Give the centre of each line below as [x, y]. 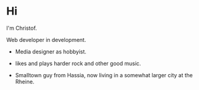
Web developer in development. [46, 40]
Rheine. [25, 81]
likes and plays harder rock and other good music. [78, 63]
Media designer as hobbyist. [51, 51]
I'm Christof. [22, 28]
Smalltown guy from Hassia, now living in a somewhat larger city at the [104, 75]
